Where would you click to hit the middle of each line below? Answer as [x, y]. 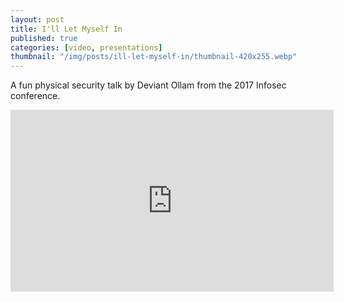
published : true [44, 38]
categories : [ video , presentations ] [86, 47]
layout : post [37, 19]
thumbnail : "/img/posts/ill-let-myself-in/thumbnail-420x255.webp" [154, 57]
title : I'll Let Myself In [66, 29]
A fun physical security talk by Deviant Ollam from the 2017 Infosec [148, 85]
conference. [35, 96]
